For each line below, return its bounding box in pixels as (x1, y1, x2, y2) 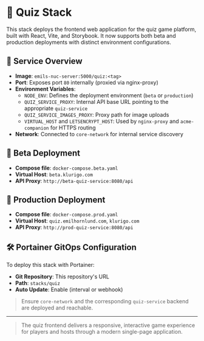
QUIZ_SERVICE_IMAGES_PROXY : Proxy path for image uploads (24, 111, 169, 118)
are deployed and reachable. (21, 304, 93, 312)
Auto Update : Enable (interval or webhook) (15, 286, 123, 294)
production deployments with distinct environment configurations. (6, 38, 172, 46)
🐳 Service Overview (6, 56, 83, 66)
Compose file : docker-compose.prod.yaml (15, 211, 118, 218)
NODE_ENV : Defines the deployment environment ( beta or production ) (24, 91, 194, 99)
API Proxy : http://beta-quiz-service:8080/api (15, 177, 134, 184)
